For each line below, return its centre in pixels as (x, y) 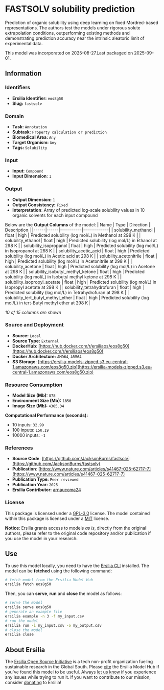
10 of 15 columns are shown (33, 312)
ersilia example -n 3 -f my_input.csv (45, 616)
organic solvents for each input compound (55, 215)
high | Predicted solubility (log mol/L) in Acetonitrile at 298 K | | (69, 261)
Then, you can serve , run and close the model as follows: (64, 593)
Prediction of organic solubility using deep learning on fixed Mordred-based (82, 23)
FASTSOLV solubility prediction (70, 9)
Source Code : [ (28, 459)
